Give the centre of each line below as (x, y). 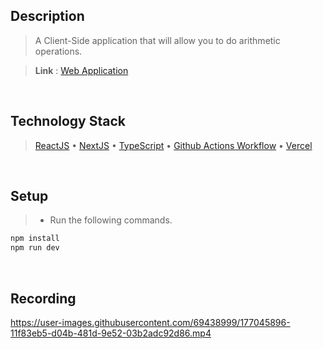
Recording (43, 298)
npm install (35, 239)
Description (47, 16)
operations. (58, 51)
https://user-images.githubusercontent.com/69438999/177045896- (150, 322)
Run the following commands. (111, 220)
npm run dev (35, 248)
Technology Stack (68, 121)
